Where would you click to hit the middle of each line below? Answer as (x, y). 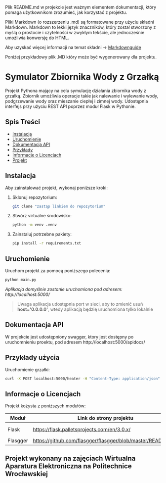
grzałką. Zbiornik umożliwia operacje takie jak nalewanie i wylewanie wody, (82, 96)
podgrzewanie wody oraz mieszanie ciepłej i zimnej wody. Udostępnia (77, 101)
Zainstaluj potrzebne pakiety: (42, 234)
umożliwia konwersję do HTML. (37, 38)
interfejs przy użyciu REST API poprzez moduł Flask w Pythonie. (70, 106)
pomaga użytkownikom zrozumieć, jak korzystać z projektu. (66, 12)
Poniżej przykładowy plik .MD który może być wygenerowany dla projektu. (81, 57)
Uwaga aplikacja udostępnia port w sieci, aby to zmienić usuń (80, 304)
